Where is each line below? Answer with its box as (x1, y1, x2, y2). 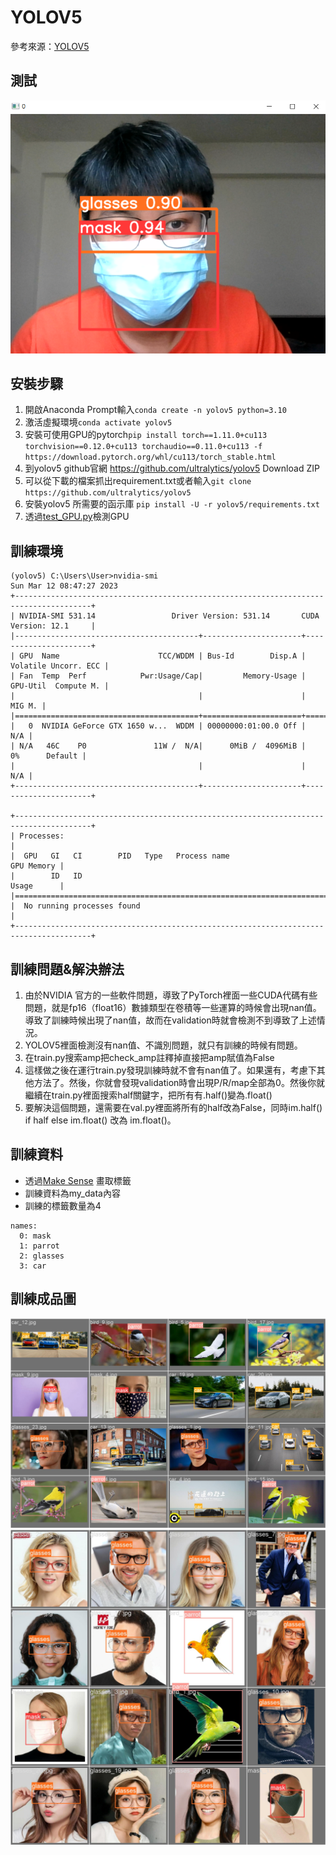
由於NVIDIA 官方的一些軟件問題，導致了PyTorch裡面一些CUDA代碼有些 (24, 989, 318, 1001)
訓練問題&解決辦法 (10, 961, 125, 978)
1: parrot (19, 1241, 60, 1251)
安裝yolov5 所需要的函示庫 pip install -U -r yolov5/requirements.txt (24, 498, 320, 510)
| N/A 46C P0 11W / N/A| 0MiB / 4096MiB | (10, 741, 307, 751)
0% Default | (10, 751, 87, 761)
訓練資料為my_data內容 (24, 1187, 121, 1199)
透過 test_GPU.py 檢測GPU (24, 511, 130, 523)
